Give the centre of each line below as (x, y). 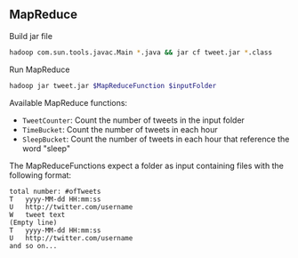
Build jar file (31, 36)
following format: (40, 175)
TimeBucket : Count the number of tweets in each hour (120, 129)
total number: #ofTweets (55, 191)
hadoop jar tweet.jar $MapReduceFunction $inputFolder (113, 85)
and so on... (33, 246)
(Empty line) (33, 222)
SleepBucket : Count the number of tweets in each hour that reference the (156, 139)
